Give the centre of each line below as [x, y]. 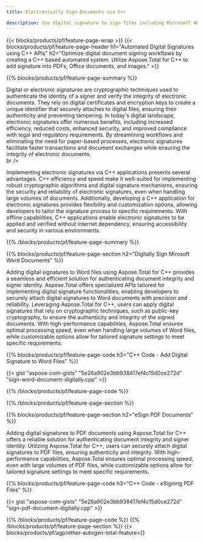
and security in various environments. [53, 230]
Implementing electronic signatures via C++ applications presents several [98, 172]
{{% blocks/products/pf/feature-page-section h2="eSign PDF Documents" [100, 415]
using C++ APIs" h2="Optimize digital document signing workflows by [94, 53]
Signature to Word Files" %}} [42, 361]
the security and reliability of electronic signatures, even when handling [96, 191]
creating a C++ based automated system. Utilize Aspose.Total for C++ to [97, 59]
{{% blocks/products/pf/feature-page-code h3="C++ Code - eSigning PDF [100, 483]
